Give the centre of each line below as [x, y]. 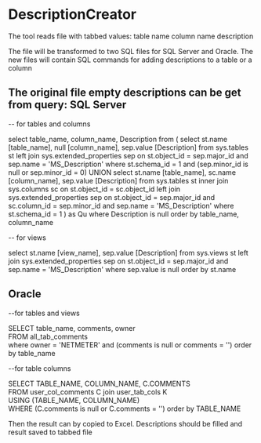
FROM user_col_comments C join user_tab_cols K [88, 392]
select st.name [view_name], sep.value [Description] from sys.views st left [128, 252]
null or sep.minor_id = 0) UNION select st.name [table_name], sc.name [122, 172]
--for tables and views [44, 313]
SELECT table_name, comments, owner [72, 328]
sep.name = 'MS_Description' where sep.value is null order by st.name [122, 269]
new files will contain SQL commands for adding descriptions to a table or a [130, 60]
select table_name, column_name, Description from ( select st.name [118, 139]
